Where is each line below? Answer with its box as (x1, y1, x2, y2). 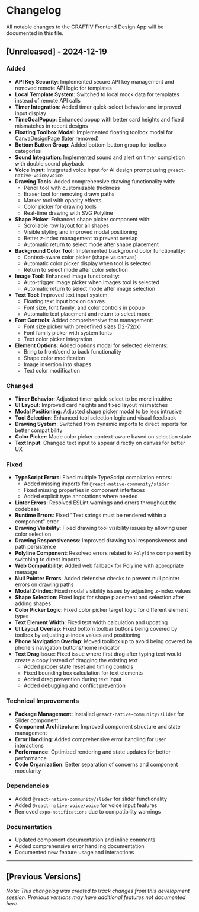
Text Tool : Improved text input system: (14, 291, 110, 298)
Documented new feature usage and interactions (14, 849, 134, 856)
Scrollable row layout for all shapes (23, 222, 110, 229)
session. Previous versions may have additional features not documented (6, 894, 186, 901)
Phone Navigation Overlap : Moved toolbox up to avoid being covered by (14, 638, 193, 645)
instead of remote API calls (14, 97, 81, 104)
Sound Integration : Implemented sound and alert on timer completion (14, 154, 185, 161)
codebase (14, 506, 40, 513)
